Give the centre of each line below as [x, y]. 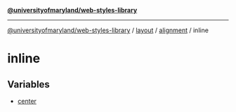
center [27, 101]
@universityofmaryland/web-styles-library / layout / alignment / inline [108, 30]
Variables [29, 84]
